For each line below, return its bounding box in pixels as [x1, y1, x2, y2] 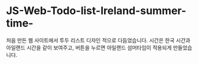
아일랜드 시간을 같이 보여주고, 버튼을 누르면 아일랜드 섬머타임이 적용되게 [6, 44, 172, 51]
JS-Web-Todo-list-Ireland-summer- [6, 4, 187, 18]
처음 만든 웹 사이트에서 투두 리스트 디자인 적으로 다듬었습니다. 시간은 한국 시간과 [6, 36, 191, 43]
